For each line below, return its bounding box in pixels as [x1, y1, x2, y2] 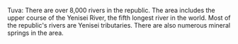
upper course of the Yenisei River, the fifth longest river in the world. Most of [7, 13, 231, 22]
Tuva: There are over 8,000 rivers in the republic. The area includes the [7, 6, 215, 14]
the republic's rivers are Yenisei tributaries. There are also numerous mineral [7, 21, 231, 29]
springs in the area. [7, 28, 64, 37]
